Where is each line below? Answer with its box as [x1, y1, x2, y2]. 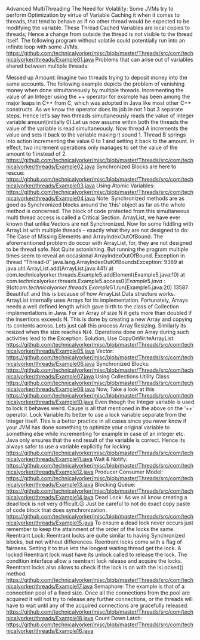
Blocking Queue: [94, 481, 136, 488]
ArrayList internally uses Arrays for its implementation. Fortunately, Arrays [6, 296, 188, 304]
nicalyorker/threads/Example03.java [6, 182, 96, 189]
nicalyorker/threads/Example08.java [6, 386, 96, 393]
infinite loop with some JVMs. [6, 43, 79, 50]
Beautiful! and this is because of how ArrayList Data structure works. [6, 290, 176, 297]
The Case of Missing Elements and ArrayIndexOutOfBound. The [6, 233, 164, 240]
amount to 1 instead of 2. [6, 150, 67, 157]
